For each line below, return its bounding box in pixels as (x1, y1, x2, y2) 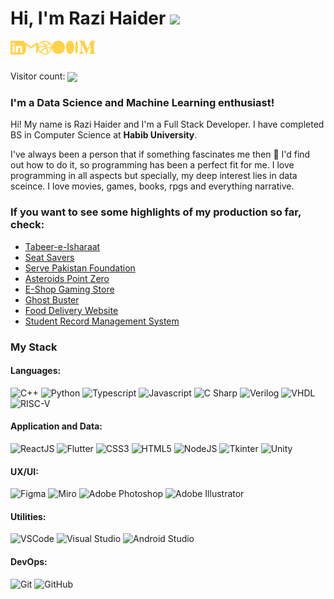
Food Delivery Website (24, 304, 119, 316)
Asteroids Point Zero (24, 272, 110, 284)
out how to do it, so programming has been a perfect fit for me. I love (10, 159, 295, 171)
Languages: (10, 365, 62, 377)
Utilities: (10, 510, 47, 522)
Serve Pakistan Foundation (24, 262, 136, 274)
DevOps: (10, 556, 48, 568)
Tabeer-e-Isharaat (24, 240, 101, 252)
